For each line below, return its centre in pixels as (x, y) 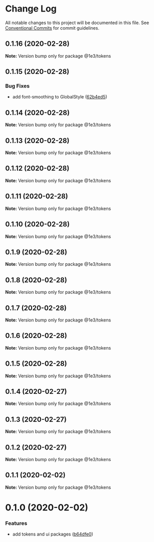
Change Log (31, 9)
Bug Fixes (18, 86)
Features (16, 523)
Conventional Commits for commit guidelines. (52, 28)
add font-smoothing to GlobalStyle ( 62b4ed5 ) (60, 97)
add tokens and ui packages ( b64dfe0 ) (53, 534)
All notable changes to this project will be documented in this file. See (77, 23)
